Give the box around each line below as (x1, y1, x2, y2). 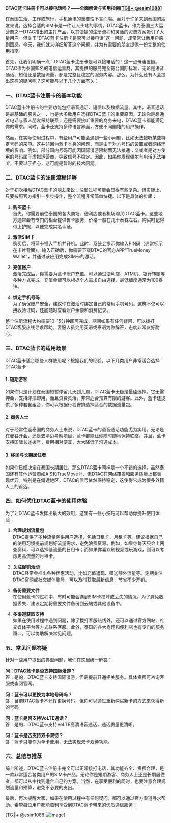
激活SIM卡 (12, 234, 35, 240)
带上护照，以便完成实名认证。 (12, 223, 75, 229)
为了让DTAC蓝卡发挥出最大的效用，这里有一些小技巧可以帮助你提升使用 (5, 510, 155, 516)
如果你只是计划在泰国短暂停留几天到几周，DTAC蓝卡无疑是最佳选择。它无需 (5, 389, 164, 395)
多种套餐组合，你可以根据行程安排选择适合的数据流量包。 (14, 402, 135, 408)
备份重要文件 (12, 587, 40, 593)
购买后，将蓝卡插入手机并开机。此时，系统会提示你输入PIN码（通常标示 (12, 240, 163, 247)
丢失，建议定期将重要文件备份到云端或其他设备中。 (17, 600, 125, 606)
